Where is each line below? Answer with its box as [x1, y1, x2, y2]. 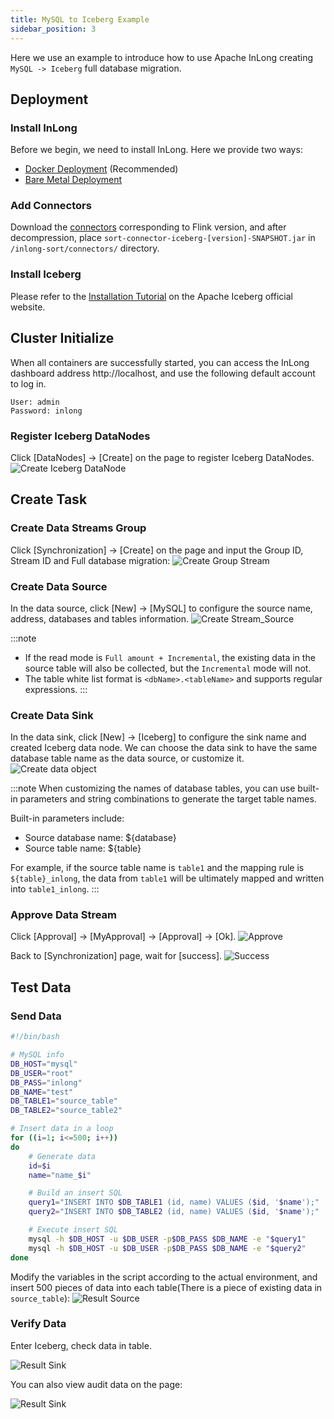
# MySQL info [10, 1050, 65, 1060]
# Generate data [28, 1151, 97, 1161]
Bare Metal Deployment [24, 174, 123, 186]
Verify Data [10, 1317, 67, 1331]
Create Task [10, 491, 88, 508]
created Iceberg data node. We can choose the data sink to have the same [10, 742, 318, 754]
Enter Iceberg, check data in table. [10, 1339, 152, 1351]
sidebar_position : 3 [10, 24, 97, 34]
